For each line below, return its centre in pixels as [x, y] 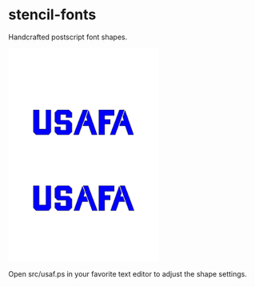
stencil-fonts [52, 15]
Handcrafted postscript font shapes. [68, 37]
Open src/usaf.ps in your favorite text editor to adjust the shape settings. [128, 273]
